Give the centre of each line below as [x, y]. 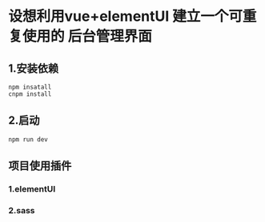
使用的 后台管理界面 [87, 36]
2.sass [22, 211]
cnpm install [30, 94]
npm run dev [28, 139]
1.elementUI [32, 189]
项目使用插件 [40, 166]
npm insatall [30, 87]
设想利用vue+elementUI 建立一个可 [125, 16]
